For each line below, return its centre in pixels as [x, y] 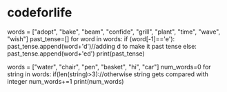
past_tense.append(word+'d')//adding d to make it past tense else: [102, 46]
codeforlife [40, 13]
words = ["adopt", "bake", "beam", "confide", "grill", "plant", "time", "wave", [114, 32]
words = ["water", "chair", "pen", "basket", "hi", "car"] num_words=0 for [109, 67]
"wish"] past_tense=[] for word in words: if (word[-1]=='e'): [91, 38]
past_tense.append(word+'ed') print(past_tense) [76, 54]
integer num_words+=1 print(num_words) [66, 81]
